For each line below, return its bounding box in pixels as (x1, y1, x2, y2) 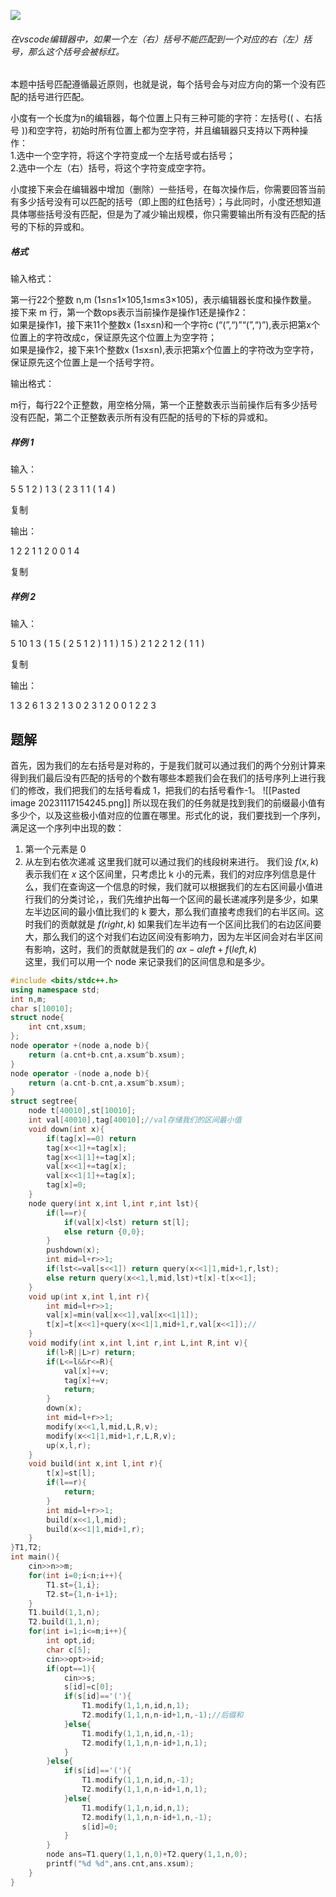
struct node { (10, 1013, 65, 1023)
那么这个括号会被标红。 (27, 45, 125, 57)
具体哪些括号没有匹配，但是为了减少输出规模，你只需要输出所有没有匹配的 (10, 208, 317, 220)
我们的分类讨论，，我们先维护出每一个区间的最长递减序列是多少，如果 (33, 893, 319, 905)
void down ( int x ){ (28, 1124, 105, 1134)
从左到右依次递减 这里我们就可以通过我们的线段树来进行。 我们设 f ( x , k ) (24, 855, 319, 867)
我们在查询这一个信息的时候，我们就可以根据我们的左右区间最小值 (42, 880, 315, 892)
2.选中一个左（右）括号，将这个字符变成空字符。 (10, 162, 212, 174)
